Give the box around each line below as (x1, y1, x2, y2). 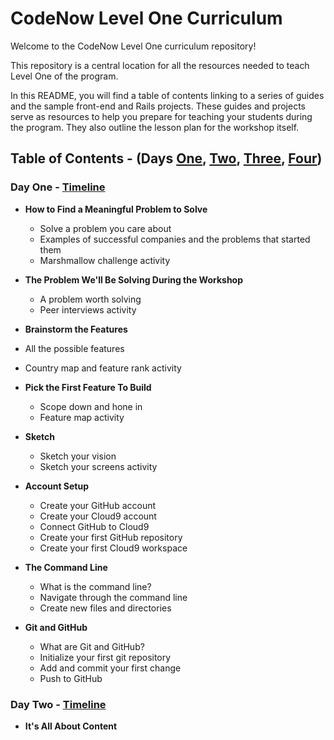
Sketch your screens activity (39, 460, 158, 472)
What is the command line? (39, 580, 152, 592)
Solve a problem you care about (39, 222, 172, 234)
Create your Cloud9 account (39, 510, 157, 522)
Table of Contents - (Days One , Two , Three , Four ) (10, 150, 323, 167)
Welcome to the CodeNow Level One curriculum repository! (10, 40, 257, 52)
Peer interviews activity (39, 303, 137, 316)
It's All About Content (24, 720, 118, 732)
